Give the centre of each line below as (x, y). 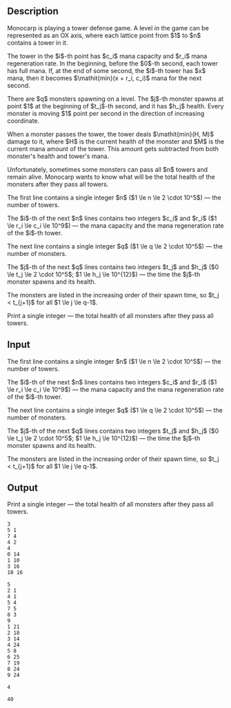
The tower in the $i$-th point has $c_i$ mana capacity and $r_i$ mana (107, 56)
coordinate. (23, 121)
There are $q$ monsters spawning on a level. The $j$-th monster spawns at (115, 99)
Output (22, 488)
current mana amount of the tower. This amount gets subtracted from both (113, 148)
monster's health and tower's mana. (58, 156)
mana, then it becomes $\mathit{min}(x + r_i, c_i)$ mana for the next (104, 78)
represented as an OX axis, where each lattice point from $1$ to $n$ (104, 35)
